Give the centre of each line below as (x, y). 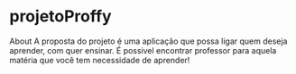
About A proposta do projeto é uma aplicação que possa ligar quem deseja (148, 41)
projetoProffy (60, 16)
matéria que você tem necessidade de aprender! (100, 60)
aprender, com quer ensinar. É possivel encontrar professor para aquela (143, 50)
